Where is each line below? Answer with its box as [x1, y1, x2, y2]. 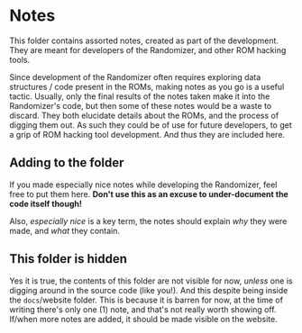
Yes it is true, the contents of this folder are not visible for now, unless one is [9, 275, 293, 286]
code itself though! [9, 198, 83, 209]
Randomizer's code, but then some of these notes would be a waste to [9, 100, 272, 111]
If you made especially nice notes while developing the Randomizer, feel [9, 179, 278, 190]
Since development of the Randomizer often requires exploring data [9, 71, 261, 82]
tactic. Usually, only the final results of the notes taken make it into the [9, 91, 270, 102]
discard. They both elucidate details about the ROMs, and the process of [9, 110, 279, 121]
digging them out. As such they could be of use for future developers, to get [9, 119, 293, 130]
